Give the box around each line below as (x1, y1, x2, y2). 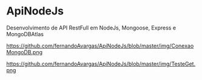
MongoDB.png (6, 48, 43, 55)
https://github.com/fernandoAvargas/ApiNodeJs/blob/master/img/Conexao (6, 42, 194, 49)
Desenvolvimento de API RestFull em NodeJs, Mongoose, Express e (6, 24, 177, 31)
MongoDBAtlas (6, 30, 44, 37)
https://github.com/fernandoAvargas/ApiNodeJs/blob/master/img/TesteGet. (6, 60, 196, 67)
